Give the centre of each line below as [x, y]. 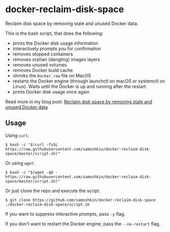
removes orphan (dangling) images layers [56, 59]
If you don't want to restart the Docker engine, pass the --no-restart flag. [83, 224]
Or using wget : [20, 163]
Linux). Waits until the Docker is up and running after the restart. [80, 86]
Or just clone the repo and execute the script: [53, 191]
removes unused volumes [40, 65]
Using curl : [17, 135]
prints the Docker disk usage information [55, 43]
